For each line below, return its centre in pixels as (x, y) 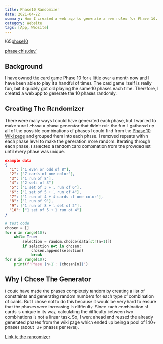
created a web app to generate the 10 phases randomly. (61, 93)
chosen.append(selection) (57, 251)
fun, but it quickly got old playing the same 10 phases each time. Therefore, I (82, 88)
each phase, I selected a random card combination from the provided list (78, 146)
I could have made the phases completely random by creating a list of (75, 291)
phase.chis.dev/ (21, 51)
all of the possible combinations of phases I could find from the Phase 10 (78, 131)
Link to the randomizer (27, 337)
